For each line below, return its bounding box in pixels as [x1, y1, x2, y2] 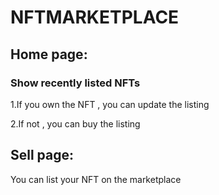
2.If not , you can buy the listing [10, 117, 141, 130]
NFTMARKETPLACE [10, 6, 180, 29]
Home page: [10, 46, 88, 63]
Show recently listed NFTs [10, 76, 141, 90]
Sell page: [10, 147, 75, 164]
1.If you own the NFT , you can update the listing [10, 98, 210, 110]
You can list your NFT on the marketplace [10, 173, 182, 185]
